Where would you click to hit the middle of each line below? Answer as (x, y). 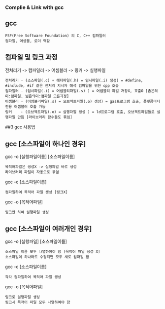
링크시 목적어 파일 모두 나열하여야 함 (38, 303)
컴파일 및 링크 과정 (31, 58)
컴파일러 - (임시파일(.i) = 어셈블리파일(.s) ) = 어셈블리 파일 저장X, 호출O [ (76, 91)
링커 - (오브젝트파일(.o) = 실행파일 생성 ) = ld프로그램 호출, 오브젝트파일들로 (80, 112)
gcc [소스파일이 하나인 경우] (46, 144)
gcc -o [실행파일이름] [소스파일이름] (40, 156)
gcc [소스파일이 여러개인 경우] (49, 229)
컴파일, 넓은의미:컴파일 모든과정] (40, 96)
